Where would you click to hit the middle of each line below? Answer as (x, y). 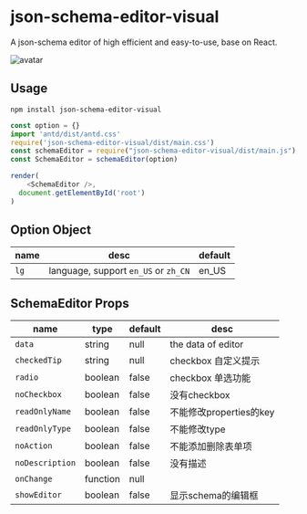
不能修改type (197, 429)
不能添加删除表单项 (210, 446)
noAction (34, 446)
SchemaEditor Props (70, 303)
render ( (25, 176)
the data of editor (206, 344)
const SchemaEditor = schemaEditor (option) (94, 160)
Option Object (51, 230)
